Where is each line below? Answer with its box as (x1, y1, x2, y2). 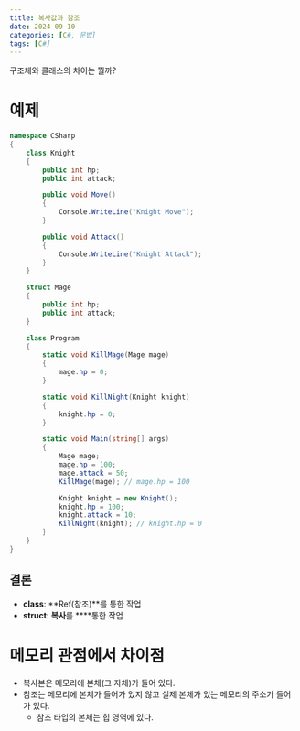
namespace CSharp (9, 132, 76, 141)
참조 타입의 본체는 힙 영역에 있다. (36, 711, 154, 723)
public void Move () (42, 190, 117, 199)
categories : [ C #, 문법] (9, 30, 96, 39)
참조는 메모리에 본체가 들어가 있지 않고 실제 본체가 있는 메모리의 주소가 (22, 688, 274, 700)
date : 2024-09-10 (9, 22, 76, 31)
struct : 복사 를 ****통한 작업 (22, 609, 123, 620)
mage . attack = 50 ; (58, 468, 129, 478)
